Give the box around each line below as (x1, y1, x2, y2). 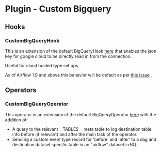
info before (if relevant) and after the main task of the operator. (12, 131, 138, 137)
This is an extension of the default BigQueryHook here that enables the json (5, 48, 157, 54)
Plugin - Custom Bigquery (5, 3, 112, 15)
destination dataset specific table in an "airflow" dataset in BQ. (12, 141, 137, 147)
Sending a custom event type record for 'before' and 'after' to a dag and (12, 137, 157, 142)
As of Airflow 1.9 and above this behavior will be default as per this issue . (5, 72, 152, 78)
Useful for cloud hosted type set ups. (5, 62, 80, 68)
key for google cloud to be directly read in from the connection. (5, 53, 132, 59)
